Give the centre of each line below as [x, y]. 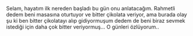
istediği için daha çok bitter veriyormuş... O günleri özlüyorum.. [83, 27]
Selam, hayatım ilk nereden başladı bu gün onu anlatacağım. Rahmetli [91, 8]
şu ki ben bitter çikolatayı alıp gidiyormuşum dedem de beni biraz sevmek [96, 21]
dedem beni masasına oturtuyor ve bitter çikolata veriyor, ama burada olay [97, 15]
